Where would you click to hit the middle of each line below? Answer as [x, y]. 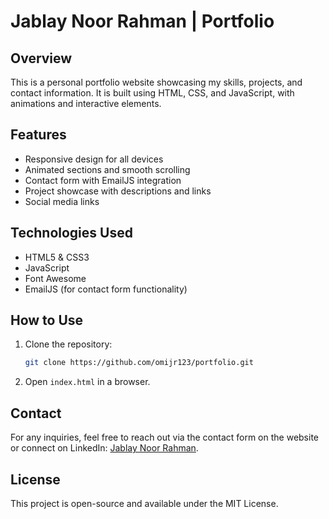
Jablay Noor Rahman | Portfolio [142, 21]
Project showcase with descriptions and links [118, 191]
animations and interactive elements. [86, 103]
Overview [41, 58]
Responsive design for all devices [94, 159]
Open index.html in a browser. [87, 382]
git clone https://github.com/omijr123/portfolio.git [139, 363]
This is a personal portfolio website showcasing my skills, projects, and [156, 82]
